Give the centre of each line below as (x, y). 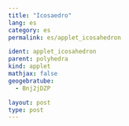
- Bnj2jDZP (33, 88)
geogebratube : (31, 81)
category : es (29, 30)
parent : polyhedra (38, 59)
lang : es (22, 23)
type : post (26, 110)
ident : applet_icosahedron (52, 52)
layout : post (29, 102)
